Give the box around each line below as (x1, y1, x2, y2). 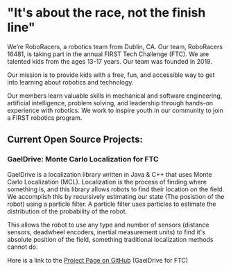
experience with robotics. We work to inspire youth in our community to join (7, 106, 224, 114)
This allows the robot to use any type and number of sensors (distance (7, 220, 209, 229)
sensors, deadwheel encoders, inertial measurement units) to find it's (7, 227, 206, 236)
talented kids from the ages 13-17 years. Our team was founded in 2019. (7, 57, 213, 65)
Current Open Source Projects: (7, 134, 144, 146)
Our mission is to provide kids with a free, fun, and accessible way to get (7, 71, 215, 79)
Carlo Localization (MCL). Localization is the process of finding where (7, 177, 207, 186)
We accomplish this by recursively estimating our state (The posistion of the (7, 192, 225, 200)
